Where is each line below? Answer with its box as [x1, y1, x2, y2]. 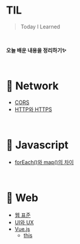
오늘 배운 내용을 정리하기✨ [6, 47, 66, 54]
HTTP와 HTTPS [14, 106, 52, 113]
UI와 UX [14, 219, 34, 226]
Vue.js [14, 225, 31, 232]
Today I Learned [20, 23, 61, 30]
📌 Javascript [6, 138, 69, 152]
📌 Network [6, 79, 59, 93]
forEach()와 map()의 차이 [14, 158, 74, 165]
